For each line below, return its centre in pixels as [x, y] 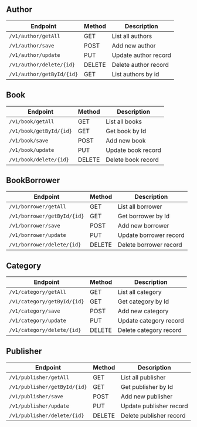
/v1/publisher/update [39, 406]
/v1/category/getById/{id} [47, 302]
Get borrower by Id [144, 216]
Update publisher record [154, 406]
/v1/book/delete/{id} [39, 160]
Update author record [142, 55]
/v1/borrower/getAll [38, 207]
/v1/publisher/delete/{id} [47, 416]
